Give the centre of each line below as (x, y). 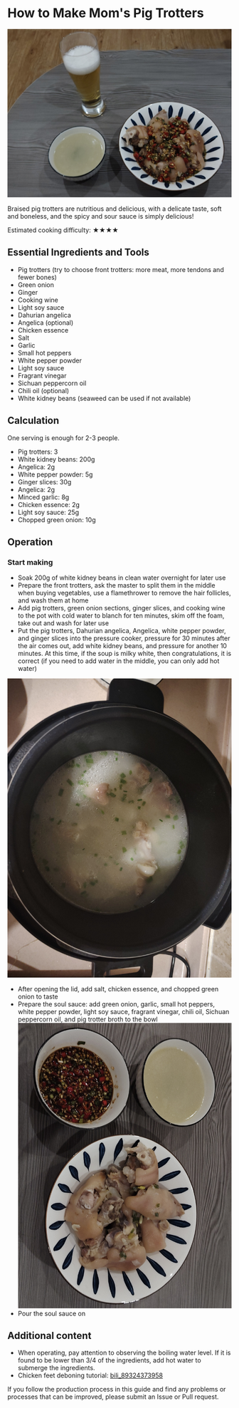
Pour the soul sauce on (52, 1313)
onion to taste (38, 997)
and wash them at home (53, 600)
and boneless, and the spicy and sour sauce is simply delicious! (101, 216)
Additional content (49, 1336)
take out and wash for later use (63, 623)
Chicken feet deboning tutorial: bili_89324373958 (90, 1375)
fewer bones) (37, 277)
